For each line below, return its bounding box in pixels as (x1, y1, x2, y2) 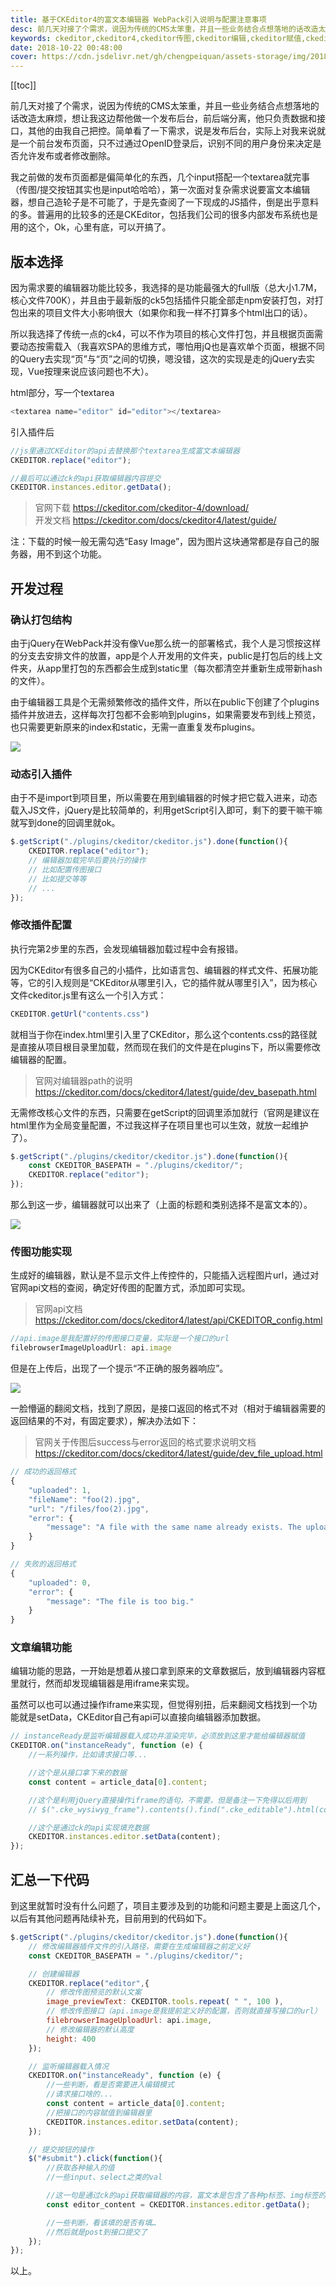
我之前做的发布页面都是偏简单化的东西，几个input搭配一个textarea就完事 (10, 171, 311, 183)
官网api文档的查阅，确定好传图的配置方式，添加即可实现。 (10, 1282, 251, 1294)
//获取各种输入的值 (46, 2163, 115, 2173)
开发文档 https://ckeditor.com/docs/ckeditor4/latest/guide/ (34, 514, 277, 526)
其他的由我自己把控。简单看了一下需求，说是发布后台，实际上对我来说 (27, 125, 317, 137)
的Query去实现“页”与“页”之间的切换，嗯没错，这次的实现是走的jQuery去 (10, 352, 307, 365)
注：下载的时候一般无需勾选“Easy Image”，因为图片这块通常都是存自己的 (10, 536, 312, 548)
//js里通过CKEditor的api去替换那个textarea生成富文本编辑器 (10, 446, 240, 456)
